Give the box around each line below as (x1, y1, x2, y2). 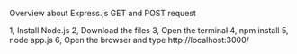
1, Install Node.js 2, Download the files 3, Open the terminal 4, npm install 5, (9, 25, 289, 35)
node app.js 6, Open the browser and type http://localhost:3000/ (9, 35, 250, 45)
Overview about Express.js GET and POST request (9, 8, 196, 18)
